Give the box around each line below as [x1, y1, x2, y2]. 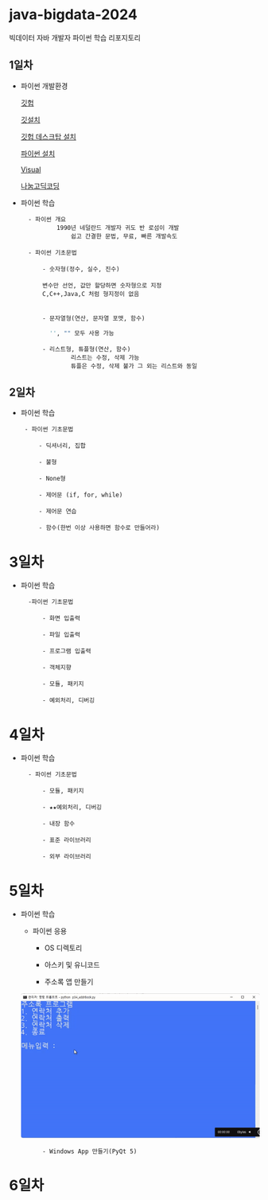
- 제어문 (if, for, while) [38, 491, 123, 499]
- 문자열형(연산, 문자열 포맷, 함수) [41, 314, 146, 322]
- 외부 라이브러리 [41, 853, 91, 861]
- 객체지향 [41, 664, 72, 672]
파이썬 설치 [20, 149, 56, 158]
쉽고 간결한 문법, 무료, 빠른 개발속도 [71, 232, 178, 240]
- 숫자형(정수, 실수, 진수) [41, 265, 120, 273]
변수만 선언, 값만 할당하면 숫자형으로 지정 [41, 281, 162, 290]
